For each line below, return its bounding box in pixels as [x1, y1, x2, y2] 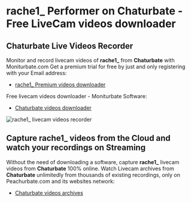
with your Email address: [6, 70, 67, 76]
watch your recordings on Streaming [6, 143, 145, 153]
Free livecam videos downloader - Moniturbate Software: [6, 93, 147, 100]
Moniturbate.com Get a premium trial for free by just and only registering [6, 63, 186, 70]
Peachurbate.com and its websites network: [6, 177, 115, 185]
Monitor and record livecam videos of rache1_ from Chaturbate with [6, 57, 175, 64]
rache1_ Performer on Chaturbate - [6, 4, 183, 18]
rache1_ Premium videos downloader [14, 81, 106, 88]
